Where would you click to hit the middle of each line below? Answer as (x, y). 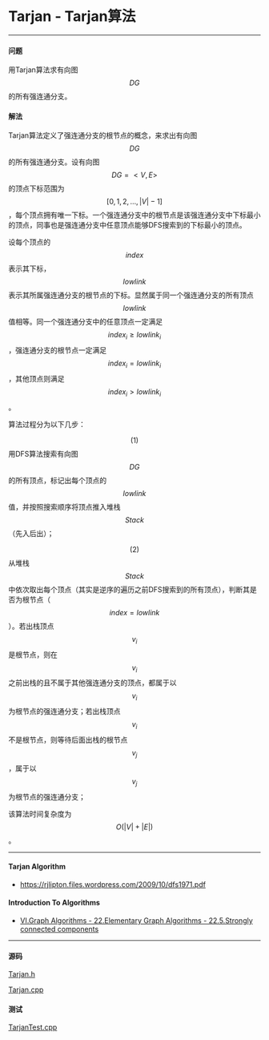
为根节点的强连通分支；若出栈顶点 (64, 711)
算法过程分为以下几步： (47, 424)
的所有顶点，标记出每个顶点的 (57, 480)
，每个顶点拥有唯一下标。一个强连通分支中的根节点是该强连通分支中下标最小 (134, 215)
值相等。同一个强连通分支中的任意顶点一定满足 (85, 322)
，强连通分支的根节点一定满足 (57, 350)
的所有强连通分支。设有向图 (54, 162)
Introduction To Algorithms (54, 903)
